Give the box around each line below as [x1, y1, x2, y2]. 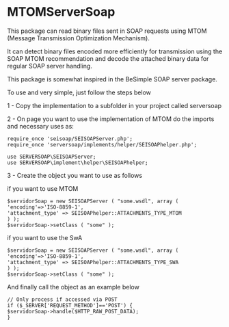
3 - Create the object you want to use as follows [7, 171, 142, 179]
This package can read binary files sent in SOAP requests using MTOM [7, 27, 207, 35]
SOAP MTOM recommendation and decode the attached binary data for [7, 54, 209, 62]
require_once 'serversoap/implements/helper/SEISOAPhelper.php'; [7, 141, 197, 148]
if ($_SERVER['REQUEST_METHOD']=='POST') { [7, 302, 133, 309]
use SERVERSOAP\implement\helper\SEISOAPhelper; [7, 159, 148, 166]
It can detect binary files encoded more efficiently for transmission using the [7, 47, 223, 55]
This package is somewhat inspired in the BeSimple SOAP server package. [7, 75, 217, 83]
